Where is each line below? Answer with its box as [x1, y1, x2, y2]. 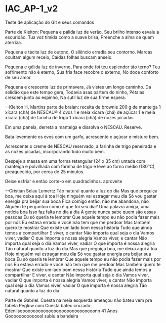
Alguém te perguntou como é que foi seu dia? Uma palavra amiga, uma [5, 203, 150, 209]
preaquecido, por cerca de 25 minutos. [5, 169, 85, 175]
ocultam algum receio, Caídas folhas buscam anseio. [5, 54, 113, 60]
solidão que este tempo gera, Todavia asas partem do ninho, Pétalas [5, 89, 145, 95]
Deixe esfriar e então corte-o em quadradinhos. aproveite [5, 178, 123, 184]
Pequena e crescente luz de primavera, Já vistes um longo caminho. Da [5, 84, 152, 90]
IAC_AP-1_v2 [5, 3, 58, 14]
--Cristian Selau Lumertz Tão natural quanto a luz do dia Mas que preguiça [5, 187, 158, 193]
